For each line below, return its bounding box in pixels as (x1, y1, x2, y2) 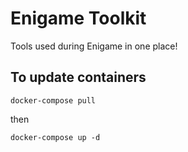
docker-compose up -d (10, 132, 101, 142)
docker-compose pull (10, 95, 97, 106)
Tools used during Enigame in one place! (10, 40, 178, 52)
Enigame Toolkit (10, 7, 147, 30)
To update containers (10, 69, 147, 86)
